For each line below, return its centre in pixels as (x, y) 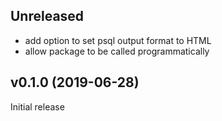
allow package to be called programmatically (117, 51)
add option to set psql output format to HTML (118, 40)
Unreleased (47, 16)
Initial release (37, 106)
